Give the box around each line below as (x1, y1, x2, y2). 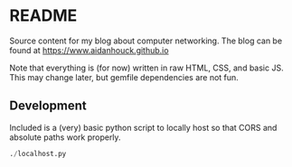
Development (9, 98, 88, 114)
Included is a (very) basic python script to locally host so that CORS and (9, 122, 278, 133)
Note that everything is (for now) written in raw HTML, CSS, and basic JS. (9, 62, 284, 73)
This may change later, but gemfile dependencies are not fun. (9, 71, 240, 82)
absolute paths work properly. (9, 132, 121, 143)
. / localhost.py (9, 149, 67, 158)
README (9, 5, 78, 26)
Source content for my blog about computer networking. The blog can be (9, 35, 283, 46)
